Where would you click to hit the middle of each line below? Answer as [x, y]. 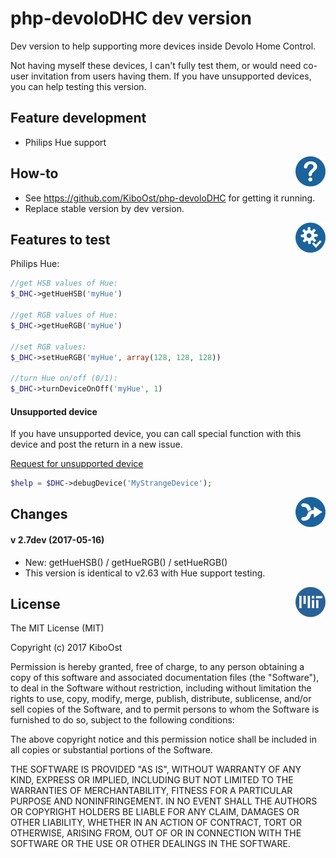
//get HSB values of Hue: [64, 283]
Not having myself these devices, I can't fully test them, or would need [156, 65]
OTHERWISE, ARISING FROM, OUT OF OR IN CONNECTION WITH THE [156, 833]
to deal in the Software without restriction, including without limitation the [161, 688]
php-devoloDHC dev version [131, 18]
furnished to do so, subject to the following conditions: [122, 720]
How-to [34, 173]
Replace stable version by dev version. [104, 208]
